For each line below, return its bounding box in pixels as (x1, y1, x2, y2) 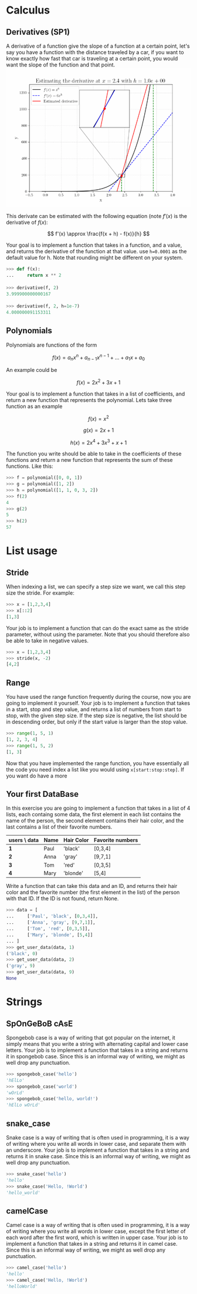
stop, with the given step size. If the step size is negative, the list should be (6, 712, 187, 719)
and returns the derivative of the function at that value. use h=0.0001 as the (6, 248, 187, 254)
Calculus (6, 4, 50, 17)
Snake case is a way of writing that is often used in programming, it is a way (6, 1134, 189, 1141)
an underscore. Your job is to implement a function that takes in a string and (6, 1147, 189, 1154)
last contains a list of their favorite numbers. (6, 823, 113, 830)
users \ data (8, 836, 39, 843)
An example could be (6, 367, 57, 374)
